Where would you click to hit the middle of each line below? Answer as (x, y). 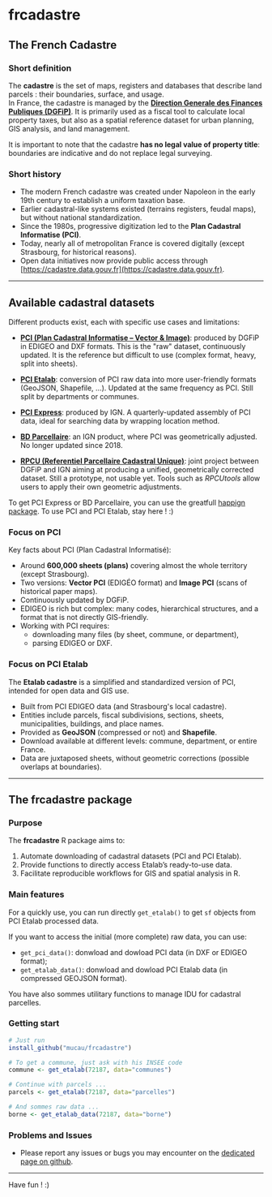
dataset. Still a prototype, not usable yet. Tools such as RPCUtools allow (140, 478)
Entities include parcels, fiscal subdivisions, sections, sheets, (122, 715)
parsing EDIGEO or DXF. (72, 644)
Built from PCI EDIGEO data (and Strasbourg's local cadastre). (123, 706)
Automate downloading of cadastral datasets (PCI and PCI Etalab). (131, 856)
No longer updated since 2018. (71, 445)
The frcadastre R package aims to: (67, 841)
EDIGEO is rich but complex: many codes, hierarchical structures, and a (139, 609)
